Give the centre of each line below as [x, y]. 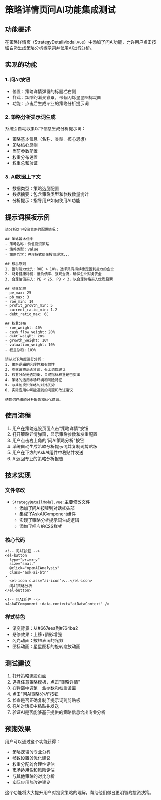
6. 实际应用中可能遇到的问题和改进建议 [39, 390]
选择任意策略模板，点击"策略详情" [46, 682]
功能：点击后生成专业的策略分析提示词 [50, 103]
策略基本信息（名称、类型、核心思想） [50, 139]
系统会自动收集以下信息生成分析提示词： [45, 128]
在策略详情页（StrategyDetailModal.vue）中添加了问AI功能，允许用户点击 [79, 42]
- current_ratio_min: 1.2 [31, 310]
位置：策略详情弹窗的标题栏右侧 [44, 91]
